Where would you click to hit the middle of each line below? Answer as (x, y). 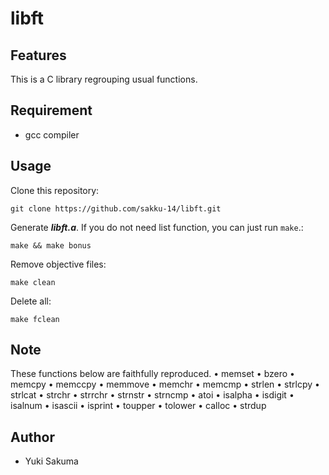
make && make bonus (51, 245)
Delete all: (31, 301)
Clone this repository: (55, 190)
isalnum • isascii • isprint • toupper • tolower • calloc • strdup (138, 406)
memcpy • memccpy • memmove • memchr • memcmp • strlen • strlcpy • (165, 384)
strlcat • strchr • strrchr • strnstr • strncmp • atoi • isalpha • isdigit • (152, 395)
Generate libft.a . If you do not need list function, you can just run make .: (157, 227)
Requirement (51, 110)
